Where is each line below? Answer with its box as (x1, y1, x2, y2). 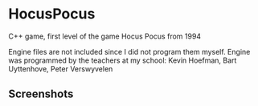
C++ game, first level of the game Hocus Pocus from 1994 (8, 31, 202, 41)
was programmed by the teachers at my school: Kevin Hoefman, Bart (8, 55, 237, 65)
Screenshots (8, 88, 74, 101)
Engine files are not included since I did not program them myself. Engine (8, 47, 251, 56)
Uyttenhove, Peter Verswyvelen (8, 63, 113, 73)
